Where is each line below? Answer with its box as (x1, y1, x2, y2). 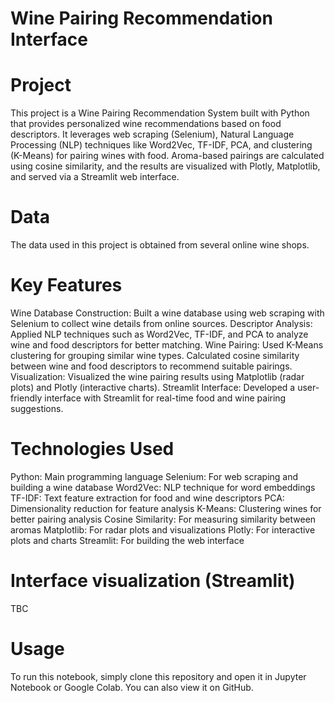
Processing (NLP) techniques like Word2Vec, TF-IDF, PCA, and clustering (10, 139, 313, 151)
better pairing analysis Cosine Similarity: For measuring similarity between (10, 513, 317, 525)
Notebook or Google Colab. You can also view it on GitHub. (10, 681, 254, 693)
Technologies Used (10, 438, 175, 461)
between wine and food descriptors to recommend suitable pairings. (10, 360, 293, 372)
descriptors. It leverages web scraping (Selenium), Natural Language (10, 128, 295, 141)
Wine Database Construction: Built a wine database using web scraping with (10, 307, 325, 319)
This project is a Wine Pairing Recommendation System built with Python (10, 107, 310, 119)
